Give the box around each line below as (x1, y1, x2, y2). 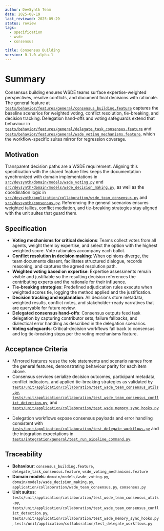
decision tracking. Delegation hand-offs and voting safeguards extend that (5, 115, 155, 121)
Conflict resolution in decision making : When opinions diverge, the (12, 253, 149, 259)
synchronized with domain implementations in (5, 174, 98, 180)
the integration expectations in (12, 431, 74, 437)
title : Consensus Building (5, 47, 60, 53)
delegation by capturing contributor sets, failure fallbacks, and (12, 315, 138, 321)
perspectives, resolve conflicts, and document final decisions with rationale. (5, 95, 158, 101)
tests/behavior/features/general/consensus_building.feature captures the (5, 105, 159, 111)
